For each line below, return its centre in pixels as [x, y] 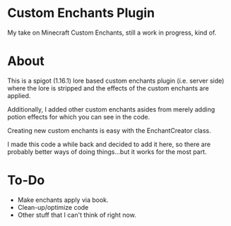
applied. [19, 95]
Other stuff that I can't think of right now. [77, 215]
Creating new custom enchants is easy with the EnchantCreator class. [109, 130]
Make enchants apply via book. [63, 200]
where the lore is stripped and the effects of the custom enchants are [108, 88]
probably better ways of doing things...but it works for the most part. [107, 151]
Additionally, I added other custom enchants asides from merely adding [111, 109]
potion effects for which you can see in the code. [79, 117]
